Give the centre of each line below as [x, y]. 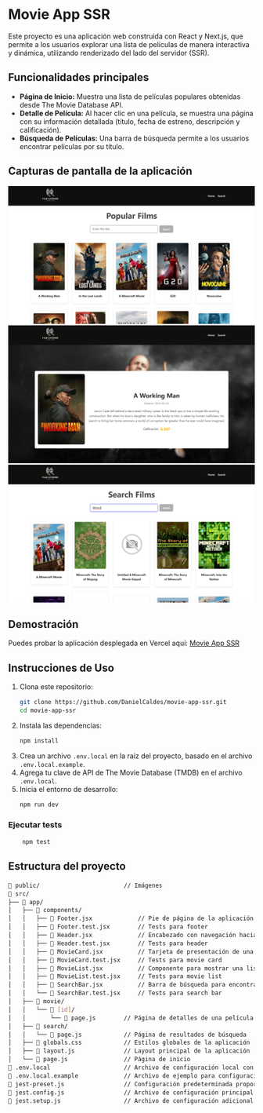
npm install [39, 741]
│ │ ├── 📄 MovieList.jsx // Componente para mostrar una [126, 968]
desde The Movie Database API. [71, 104]
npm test [36, 842]
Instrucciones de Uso [61, 668]
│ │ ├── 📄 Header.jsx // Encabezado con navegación [122, 936]
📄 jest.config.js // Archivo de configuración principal [131, 1093]
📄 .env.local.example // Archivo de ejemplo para [112, 1076]
